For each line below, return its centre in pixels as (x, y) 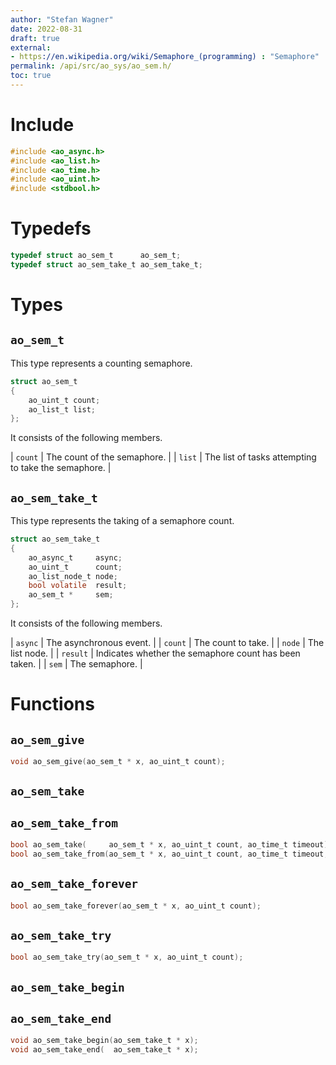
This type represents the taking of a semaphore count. (122, 521)
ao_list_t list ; (62, 409)
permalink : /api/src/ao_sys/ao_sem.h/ (91, 66)
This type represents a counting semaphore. (101, 363)
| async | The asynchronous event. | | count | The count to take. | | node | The (167, 643)
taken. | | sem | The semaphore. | (76, 664)
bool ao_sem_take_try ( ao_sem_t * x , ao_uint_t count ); (127, 957)
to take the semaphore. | (61, 468)
